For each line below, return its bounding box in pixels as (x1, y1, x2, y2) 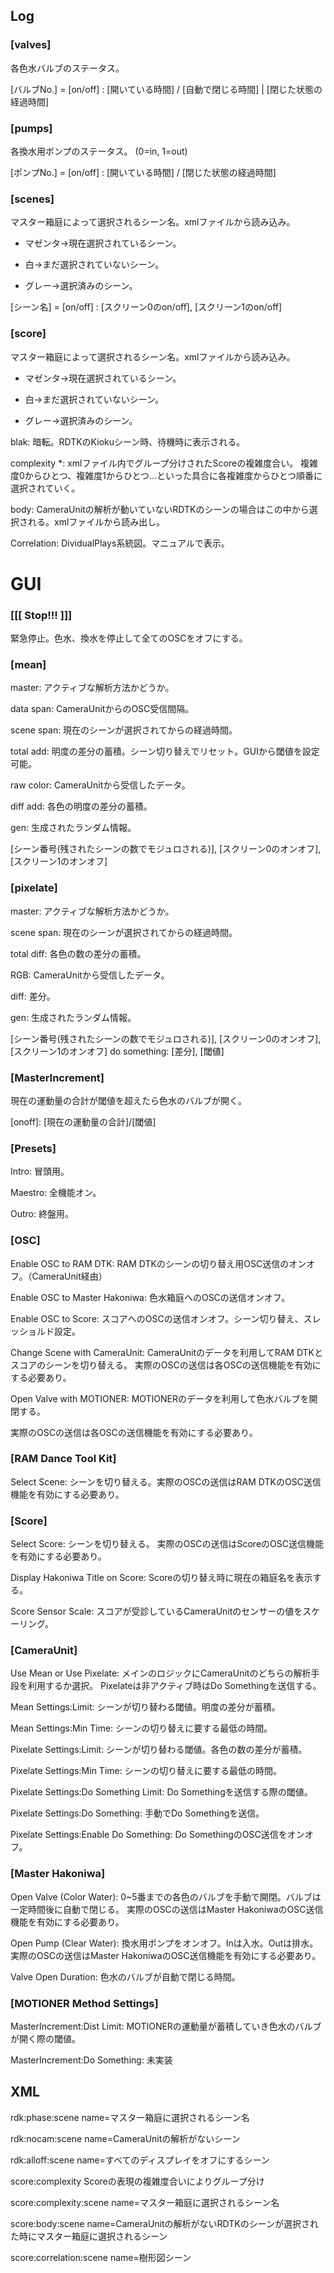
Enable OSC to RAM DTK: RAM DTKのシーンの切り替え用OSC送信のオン (10, 1257, 307, 1269)
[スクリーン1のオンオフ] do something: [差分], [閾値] (10, 1045, 225, 1057)
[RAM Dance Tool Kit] (10, 1452, 117, 1466)
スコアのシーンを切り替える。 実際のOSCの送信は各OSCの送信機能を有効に (10, 1359, 322, 1371)
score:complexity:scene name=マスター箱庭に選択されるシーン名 (10, 2196, 280, 2208)
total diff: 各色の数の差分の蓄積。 (10, 947, 147, 959)
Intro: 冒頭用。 (10, 1165, 70, 1178)
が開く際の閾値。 (10, 2033, 81, 2045)
